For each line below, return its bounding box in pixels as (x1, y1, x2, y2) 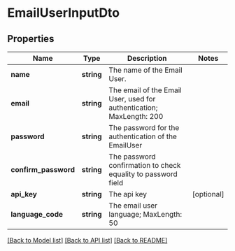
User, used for (108, 94, 156, 103)
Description (127, 54, 167, 63)
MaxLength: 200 (108, 112, 164, 121)
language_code (10, 210, 64, 219)
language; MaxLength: (108, 210, 183, 219)
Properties (7, 33, 55, 45)
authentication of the (108, 131, 177, 141)
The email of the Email (108, 85, 182, 95)
